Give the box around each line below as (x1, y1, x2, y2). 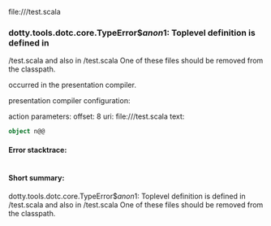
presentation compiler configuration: (8, 96, 131, 106)
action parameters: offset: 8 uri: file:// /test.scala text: (8, 111, 185, 121)
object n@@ (8, 128, 45, 136)
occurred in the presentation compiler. (8, 80, 136, 90)
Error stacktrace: (8, 145, 67, 154)
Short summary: (8, 172, 65, 182)
